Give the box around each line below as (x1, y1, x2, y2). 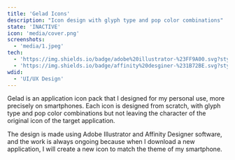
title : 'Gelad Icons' (7, 10, 71, 17)
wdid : (7, 68, 23, 75)
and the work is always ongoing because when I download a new (7, 138, 195, 146)
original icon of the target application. (7, 117, 115, 125)
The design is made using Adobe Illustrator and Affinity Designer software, (7, 130, 222, 138)
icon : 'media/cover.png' (7, 29, 80, 37)
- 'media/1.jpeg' (13, 43, 64, 50)
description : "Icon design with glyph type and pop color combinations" (7, 17, 224, 24)
